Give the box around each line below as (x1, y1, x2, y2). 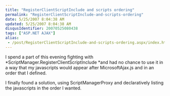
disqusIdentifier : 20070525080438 (5, 26, 78, 31)
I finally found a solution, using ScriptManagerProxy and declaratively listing (5, 79, 164, 85)
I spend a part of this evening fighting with (5, 54, 94, 60)
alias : (5, 36, 19, 41)
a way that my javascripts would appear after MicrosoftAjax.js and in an (5, 64, 154, 70)
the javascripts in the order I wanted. (5, 85, 82, 91)
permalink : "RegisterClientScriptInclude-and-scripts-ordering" (5, 12, 144, 17)
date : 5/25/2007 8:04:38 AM (5, 17, 65, 22)
